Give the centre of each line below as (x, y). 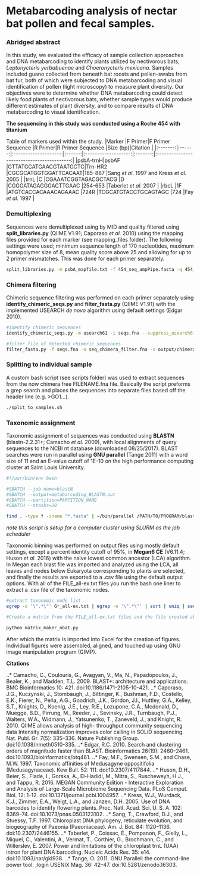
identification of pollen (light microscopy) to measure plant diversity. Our (95, 87)
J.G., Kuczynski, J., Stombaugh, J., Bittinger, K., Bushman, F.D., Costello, (95, 694)
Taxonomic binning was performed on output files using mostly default (93, 545)
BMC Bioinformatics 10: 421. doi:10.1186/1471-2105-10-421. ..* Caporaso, (95, 687)
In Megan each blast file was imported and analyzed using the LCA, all (92, 564)
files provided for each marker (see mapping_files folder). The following (94, 239)
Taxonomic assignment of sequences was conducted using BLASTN (90, 435)
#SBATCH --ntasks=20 (32, 505)
